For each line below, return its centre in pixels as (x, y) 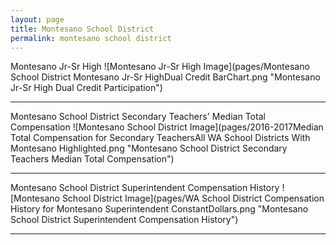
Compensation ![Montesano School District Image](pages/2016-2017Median (167, 127)
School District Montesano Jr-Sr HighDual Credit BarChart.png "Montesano (165, 77)
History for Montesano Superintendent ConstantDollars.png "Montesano (159, 209)
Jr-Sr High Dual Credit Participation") (86, 88)
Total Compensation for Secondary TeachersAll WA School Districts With (160, 138)
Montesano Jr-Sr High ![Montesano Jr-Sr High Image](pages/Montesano (160, 67)
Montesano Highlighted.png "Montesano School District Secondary (149, 148)
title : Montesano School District (82, 29)
